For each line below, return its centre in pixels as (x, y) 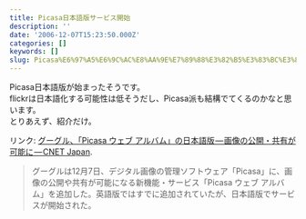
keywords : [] (34, 52)
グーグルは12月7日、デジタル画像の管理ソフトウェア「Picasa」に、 (158, 171)
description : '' (40, 26)
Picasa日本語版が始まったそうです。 (77, 87)
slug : (20, 60)
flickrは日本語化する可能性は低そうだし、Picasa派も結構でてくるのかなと (147, 98)
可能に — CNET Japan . (51, 152)
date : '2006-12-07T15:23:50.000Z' (75, 35)
